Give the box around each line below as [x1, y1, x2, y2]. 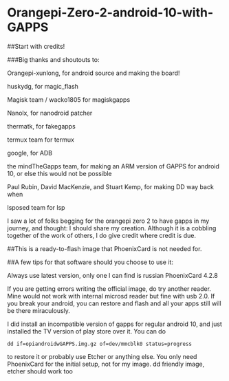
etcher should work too [7, 367, 74, 375]
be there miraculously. [7, 306, 71, 314]
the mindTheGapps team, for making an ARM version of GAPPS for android [7, 162, 220, 170]
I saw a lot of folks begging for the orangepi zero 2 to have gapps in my [7, 217, 210, 225]
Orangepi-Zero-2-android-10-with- [7, 5, 214, 21]
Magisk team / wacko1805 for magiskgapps [7, 95, 131, 104]
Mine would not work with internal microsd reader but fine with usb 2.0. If [7, 292, 215, 300]
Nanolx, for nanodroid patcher [7, 109, 93, 117]
